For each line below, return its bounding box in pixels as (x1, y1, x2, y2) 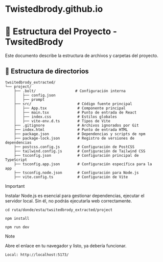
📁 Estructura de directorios (5, 67, 89, 75)
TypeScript (5, 157, 27, 162)
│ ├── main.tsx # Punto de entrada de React (14, 110, 137, 115)
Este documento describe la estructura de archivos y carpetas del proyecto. (5, 53, 159, 58)
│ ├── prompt (14, 97, 45, 102)
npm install (5, 216, 29, 221)
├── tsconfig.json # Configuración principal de (14, 153, 139, 158)
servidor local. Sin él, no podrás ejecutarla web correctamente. (5, 198, 132, 204)
